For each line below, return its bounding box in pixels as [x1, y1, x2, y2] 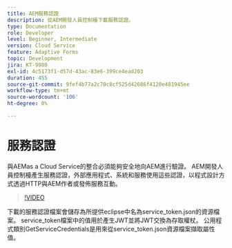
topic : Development [7, 55, 64, 62]
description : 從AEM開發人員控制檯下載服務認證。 [7, 17, 134, 23]
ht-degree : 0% [7, 100, 48, 107]
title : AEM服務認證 [7, 10, 59, 17]
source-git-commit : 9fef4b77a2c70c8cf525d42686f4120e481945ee [7, 81, 190, 88]
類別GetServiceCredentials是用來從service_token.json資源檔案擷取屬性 [12, 225, 215, 233]
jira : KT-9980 [7, 61, 48, 68]
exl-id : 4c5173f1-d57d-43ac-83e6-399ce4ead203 [7, 68, 144, 75]
